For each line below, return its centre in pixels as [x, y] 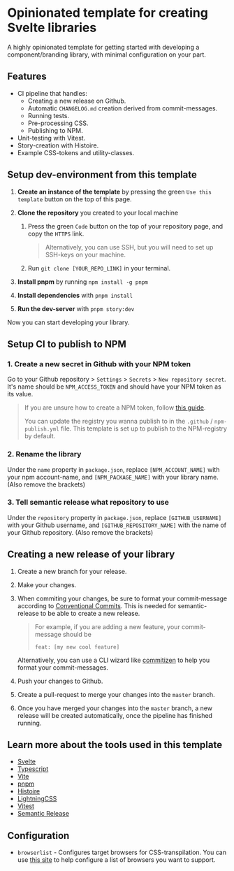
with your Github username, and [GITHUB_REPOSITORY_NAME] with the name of [117, 525]
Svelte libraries [52, 28]
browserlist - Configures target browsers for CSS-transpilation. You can [122, 852]
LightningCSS [37, 799]
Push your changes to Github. [60, 681]
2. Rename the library [44, 454]
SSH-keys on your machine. [85, 254]
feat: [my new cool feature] [77, 647]
